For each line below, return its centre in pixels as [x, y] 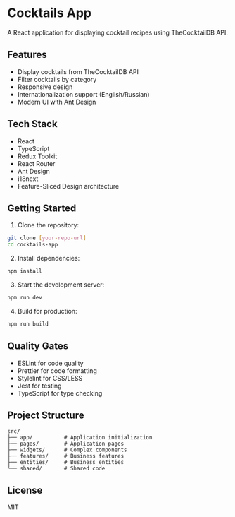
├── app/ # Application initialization [80, 438]
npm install [25, 271]
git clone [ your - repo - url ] [47, 238]
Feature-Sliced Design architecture [68, 186]
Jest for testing [39, 386]
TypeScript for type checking [60, 393]
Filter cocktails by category [57, 79]
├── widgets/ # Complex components [68, 450]
